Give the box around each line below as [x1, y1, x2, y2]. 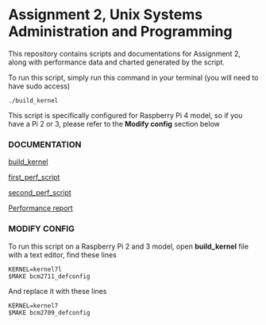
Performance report [8, 203, 73, 213]
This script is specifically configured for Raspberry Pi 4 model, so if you [8, 110, 243, 120]
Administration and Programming [8, 22, 233, 41]
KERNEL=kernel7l [8, 265, 62, 273]
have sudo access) [8, 81, 71, 91]
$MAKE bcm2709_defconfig [8, 308, 91, 316]
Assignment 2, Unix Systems [8, 6, 203, 24]
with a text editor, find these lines [8, 249, 117, 260]
